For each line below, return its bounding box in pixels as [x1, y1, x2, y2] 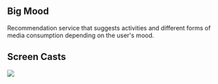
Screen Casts [7, 51, 66, 63]
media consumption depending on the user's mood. [7, 31, 155, 39]
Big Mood [7, 6, 50, 17]
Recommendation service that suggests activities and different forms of [7, 23, 211, 32]
